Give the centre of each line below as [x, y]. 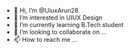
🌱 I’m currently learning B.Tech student [69, 25]
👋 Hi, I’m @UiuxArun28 [46, 10]
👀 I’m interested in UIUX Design [58, 18]
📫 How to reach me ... [45, 40]
